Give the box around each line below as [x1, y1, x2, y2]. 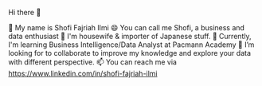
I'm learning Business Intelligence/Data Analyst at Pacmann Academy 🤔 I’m [8, 40, 255, 49]
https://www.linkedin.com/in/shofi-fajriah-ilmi [8, 68, 158, 78]
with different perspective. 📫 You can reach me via [8, 57, 178, 67]
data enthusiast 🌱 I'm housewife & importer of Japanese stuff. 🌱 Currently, [8, 32, 252, 41]
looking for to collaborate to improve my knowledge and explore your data [8, 49, 252, 57]
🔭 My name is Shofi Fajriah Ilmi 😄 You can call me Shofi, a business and [8, 23, 245, 32]
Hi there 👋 [8, 8, 41, 17]
